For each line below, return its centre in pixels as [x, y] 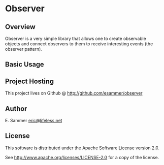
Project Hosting [30, 81]
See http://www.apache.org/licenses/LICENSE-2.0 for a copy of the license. [82, 157]
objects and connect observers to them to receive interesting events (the [79, 44]
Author [16, 109]
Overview [20, 27]
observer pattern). [24, 49]
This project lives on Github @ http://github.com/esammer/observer [74, 93]
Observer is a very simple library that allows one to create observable [76, 38]
